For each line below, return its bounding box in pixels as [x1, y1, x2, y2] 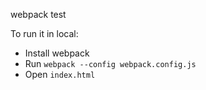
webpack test [10, 9, 67, 20]
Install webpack [24, 47, 90, 59]
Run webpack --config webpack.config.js [24, 58, 197, 69]
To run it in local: [10, 28, 79, 39]
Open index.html [24, 69, 96, 80]
